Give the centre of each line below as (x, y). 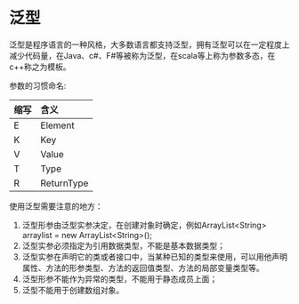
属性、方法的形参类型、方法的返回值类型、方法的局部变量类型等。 (143, 268)
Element (57, 125)
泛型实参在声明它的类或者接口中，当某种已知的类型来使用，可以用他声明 (154, 256)
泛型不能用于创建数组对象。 (73, 290)
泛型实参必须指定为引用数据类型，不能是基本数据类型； (123, 245)
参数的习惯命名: (38, 85)
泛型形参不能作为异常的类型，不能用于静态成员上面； (120, 279)
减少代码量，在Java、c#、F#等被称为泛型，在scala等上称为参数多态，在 (142, 55)
